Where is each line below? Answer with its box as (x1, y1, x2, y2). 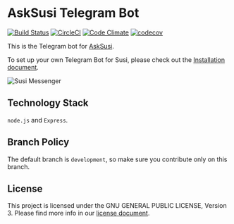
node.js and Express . (7, 116, 68, 124)
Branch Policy (7, 136, 70, 149)
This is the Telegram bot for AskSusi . (7, 42, 114, 50)
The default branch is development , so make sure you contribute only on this (7, 155, 228, 163)
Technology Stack (7, 97, 89, 109)
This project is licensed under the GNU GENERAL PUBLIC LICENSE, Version (7, 201, 227, 210)
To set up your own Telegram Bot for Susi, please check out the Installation (7, 55, 226, 64)
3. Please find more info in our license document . (7, 209, 150, 218)
